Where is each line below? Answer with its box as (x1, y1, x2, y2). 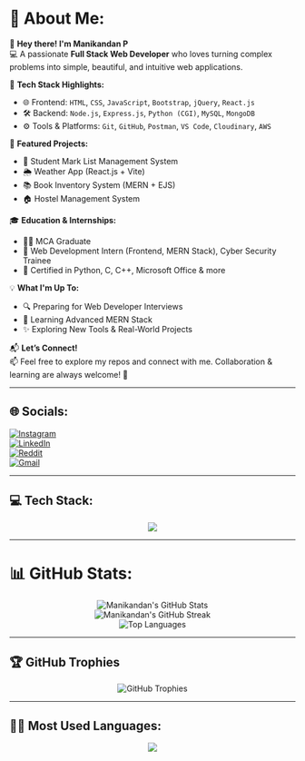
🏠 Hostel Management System (22, 193, 141, 203)
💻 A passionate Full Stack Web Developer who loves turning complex (9, 48, 272, 59)
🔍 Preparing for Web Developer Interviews (22, 301, 183, 311)
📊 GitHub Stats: (9, 563, 133, 584)
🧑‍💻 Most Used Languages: (9, 717, 162, 734)
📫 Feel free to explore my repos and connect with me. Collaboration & (9, 356, 273, 367)
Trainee (22, 254, 52, 266)
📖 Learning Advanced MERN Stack (22, 313, 152, 325)
